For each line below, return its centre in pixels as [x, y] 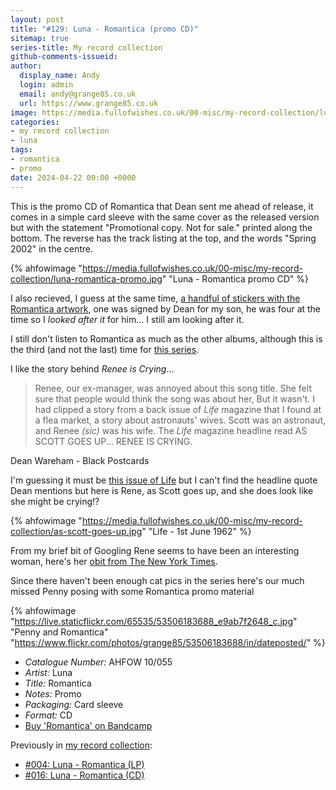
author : [26, 66]
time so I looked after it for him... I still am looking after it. [127, 319]
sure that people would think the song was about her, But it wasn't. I [174, 398]
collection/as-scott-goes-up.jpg [76, 531]
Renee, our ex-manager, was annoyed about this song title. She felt [173, 388]
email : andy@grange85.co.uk [78, 94]
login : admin [46, 85]
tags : [21, 150]
